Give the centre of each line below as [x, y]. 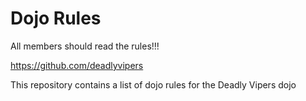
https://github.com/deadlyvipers [77, 65]
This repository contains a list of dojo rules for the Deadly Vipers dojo [153, 84]
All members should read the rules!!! [85, 46]
